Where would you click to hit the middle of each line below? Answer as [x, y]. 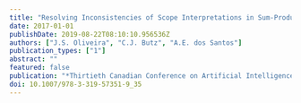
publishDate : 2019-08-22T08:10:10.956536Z [90, 34]
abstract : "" [34, 59]
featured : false [39, 68]
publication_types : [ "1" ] [57, 51]
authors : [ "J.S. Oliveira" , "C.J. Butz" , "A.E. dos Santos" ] [126, 43]
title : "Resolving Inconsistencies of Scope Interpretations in [132, 17]
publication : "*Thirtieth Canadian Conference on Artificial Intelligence [152, 76]
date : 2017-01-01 [42, 26]
